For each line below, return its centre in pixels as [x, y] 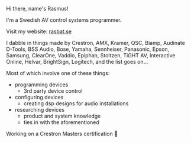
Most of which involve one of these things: [58, 73]
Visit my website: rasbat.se [39, 31]
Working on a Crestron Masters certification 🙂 [62, 134]
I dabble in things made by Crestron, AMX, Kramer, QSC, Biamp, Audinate [96, 43]
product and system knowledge [62, 116]
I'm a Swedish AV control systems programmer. [64, 20]
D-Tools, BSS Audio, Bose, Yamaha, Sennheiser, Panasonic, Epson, [88, 49]
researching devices [40, 110]
